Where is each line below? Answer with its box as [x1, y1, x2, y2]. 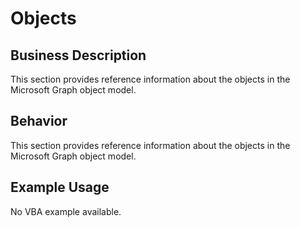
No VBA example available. [10, 205, 122, 217]
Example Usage [10, 179, 110, 196]
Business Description [10, 47, 147, 64]
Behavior [10, 113, 68, 130]
